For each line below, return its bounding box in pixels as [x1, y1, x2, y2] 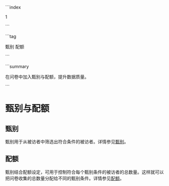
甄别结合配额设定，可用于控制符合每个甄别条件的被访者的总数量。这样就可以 [5, 169, 164, 175]
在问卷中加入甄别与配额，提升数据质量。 [5, 74, 89, 80]
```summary [5, 64, 29, 69]
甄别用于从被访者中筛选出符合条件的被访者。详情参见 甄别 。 [5, 139, 129, 144]
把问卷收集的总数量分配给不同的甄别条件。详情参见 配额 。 [5, 175, 124, 181]
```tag [5, 34, 17, 39]
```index [5, 5, 21, 10]
